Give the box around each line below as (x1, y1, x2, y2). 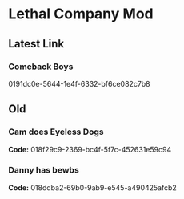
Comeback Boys (8, 61, 74, 72)
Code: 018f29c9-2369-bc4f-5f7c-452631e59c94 (8, 144, 172, 154)
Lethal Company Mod (8, 5, 154, 23)
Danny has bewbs (8, 164, 80, 176)
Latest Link (8, 37, 65, 51)
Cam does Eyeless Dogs (8, 126, 104, 137)
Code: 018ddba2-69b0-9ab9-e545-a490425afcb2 (8, 182, 178, 193)
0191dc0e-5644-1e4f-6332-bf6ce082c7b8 (8, 79, 150, 88)
